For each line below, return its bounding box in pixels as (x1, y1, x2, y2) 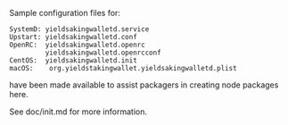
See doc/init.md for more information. (9, 106, 147, 117)
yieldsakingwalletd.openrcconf (45, 48, 162, 57)
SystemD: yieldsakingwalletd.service (9, 25, 150, 34)
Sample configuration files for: (9, 8, 120, 18)
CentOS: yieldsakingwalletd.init (9, 56, 138, 65)
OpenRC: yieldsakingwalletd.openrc (9, 40, 145, 49)
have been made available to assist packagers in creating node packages (9, 79, 279, 90)
